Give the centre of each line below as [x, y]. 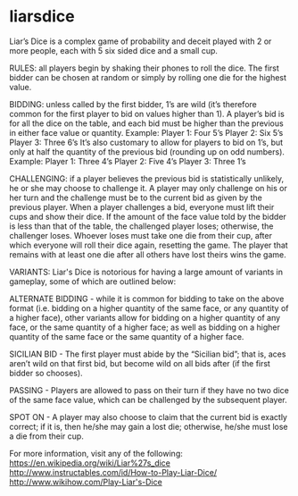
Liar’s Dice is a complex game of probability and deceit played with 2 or [141, 41]
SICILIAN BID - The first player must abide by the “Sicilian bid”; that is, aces [148, 354]
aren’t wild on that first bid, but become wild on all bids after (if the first [140, 363]
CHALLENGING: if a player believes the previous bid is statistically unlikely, [147, 178]
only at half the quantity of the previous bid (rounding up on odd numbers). [147, 151]
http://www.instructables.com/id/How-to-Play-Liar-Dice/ [113, 472]
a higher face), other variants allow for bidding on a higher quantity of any [145, 317]
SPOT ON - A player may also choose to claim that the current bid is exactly [149, 416]
